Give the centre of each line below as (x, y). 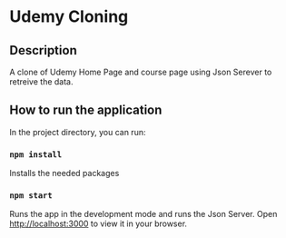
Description (43, 50)
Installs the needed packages (64, 174)
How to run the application (86, 110)
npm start (31, 196)
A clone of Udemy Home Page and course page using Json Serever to (141, 72)
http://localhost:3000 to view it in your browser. (99, 223)
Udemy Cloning (69, 17)
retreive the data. (41, 82)
